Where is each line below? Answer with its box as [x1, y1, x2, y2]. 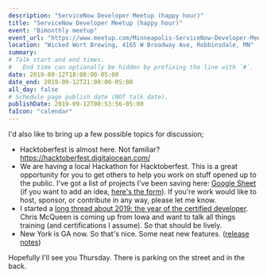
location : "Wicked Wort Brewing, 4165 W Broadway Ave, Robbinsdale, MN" [8, 41, 254, 49]
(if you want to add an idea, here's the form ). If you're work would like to [19, 187, 257, 196]
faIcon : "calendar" [8, 108, 73, 116]
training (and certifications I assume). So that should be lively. [19, 221, 222, 230]
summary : [8, 48, 37, 56]
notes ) [19, 237, 41, 247]
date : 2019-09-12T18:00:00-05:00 [8, 71, 119, 79]
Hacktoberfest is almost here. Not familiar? [19, 144, 161, 154]
